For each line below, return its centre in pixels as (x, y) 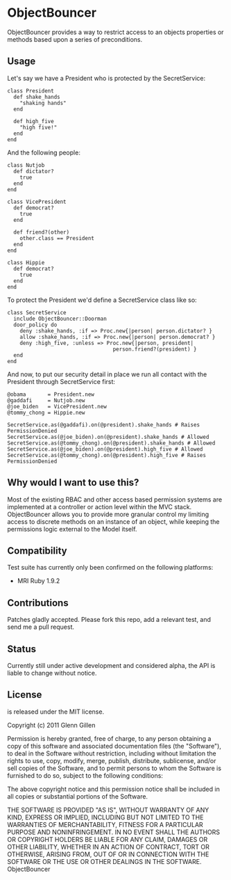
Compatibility (37, 551)
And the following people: (44, 152)
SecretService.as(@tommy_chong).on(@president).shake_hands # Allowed (111, 443)
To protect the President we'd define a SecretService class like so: (102, 300)
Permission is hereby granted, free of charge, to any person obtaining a (109, 738)
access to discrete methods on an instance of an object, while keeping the (113, 521)
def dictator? (34, 171)
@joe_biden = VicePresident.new (57, 406)
